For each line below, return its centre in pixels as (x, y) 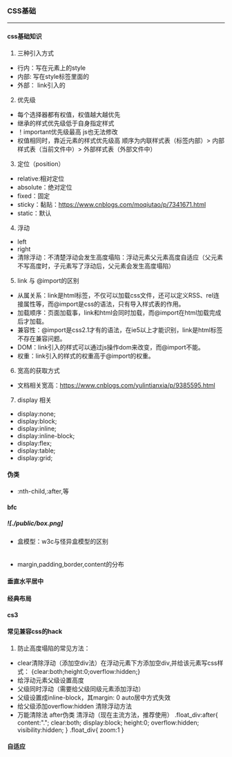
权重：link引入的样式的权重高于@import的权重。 (86, 356)
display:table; (36, 450)
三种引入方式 (35, 53)
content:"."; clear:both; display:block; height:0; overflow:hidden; (108, 722)
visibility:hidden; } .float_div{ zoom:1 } (70, 730)
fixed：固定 (33, 196)
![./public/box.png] (35, 523)
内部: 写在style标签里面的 (53, 76)
